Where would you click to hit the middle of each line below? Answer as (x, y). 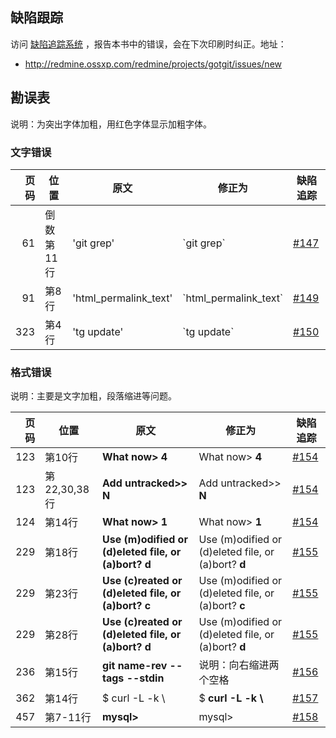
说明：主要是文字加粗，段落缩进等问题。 (93, 396)
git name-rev (135, 666)
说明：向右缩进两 (239, 665)
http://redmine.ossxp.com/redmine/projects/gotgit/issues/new (153, 64)
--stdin (145, 678)
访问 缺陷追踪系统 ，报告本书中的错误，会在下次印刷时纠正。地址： (148, 44)
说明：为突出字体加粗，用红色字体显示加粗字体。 (111, 124)
